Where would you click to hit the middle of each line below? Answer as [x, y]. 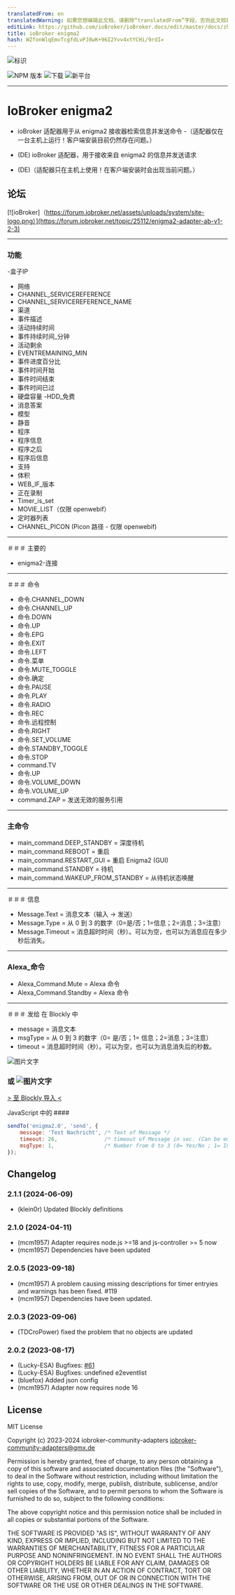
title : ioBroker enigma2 [43, 33]
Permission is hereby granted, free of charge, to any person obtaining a [110, 1461]
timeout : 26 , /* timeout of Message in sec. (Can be [120, 1139]
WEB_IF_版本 [36, 484]
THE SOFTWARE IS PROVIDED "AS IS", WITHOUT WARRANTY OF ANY [109, 1533]
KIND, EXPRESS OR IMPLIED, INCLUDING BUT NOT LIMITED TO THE [106, 1541]
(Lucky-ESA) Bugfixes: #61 [56, 1366]
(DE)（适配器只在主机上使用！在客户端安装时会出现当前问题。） [108, 170]
